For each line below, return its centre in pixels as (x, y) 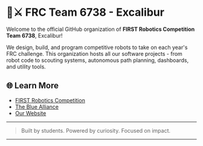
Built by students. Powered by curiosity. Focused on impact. (96, 130)
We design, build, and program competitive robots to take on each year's (97, 47)
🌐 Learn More (33, 86)
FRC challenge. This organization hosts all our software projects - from (94, 53)
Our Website (31, 113)
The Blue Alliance (37, 107)
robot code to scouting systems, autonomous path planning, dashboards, (98, 60)
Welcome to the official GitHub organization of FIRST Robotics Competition (101, 29)
